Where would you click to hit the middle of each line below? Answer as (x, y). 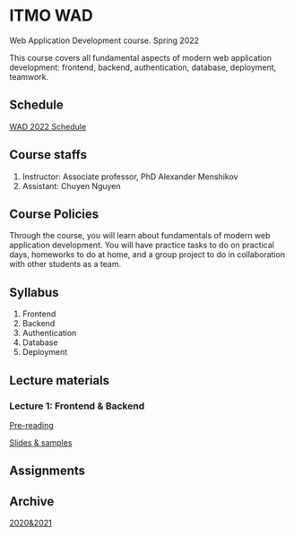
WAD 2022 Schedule (48, 126)
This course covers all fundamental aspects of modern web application (140, 57)
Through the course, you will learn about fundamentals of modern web (140, 236)
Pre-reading (31, 425)
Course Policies (54, 214)
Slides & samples (41, 442)
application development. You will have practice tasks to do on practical (142, 245)
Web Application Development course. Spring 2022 (104, 40)
